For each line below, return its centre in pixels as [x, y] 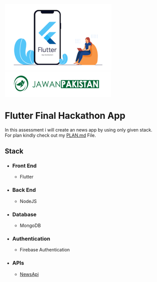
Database [24, 214]
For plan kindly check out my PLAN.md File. [50, 135]
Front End [24, 166]
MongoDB [30, 225]
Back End [24, 190]
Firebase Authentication [45, 250]
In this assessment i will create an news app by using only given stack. [79, 130]
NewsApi [29, 274]
